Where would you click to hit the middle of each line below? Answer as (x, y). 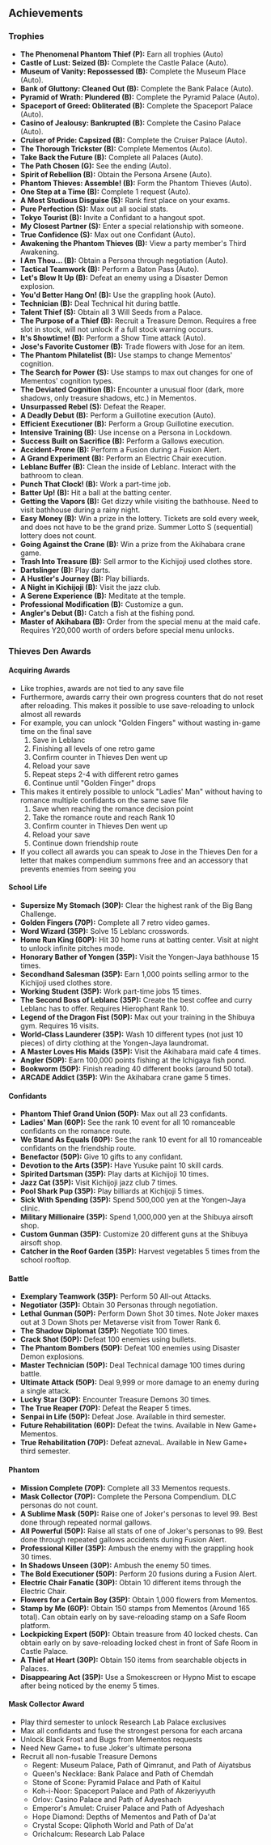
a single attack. (45, 1391)
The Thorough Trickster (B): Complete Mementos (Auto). (116, 148)
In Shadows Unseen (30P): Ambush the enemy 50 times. (116, 1565)
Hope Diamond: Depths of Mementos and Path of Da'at (124, 1817)
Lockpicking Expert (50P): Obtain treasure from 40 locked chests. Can (139, 1634)
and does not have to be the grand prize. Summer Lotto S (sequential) (136, 527)
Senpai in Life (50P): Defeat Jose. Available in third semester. (123, 1417)
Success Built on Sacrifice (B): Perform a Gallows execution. (122, 441)
